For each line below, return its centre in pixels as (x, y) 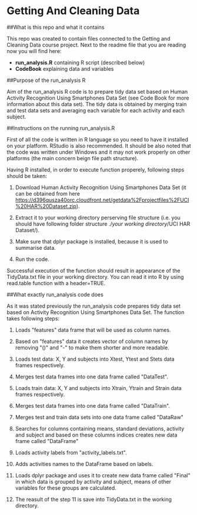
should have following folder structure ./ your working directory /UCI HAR (103, 224)
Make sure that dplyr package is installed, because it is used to (91, 241)
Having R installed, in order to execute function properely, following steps (96, 170)
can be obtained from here (47, 193)
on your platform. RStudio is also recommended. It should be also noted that (99, 146)
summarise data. (36, 247)
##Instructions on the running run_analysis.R (61, 128)
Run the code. (32, 259)
